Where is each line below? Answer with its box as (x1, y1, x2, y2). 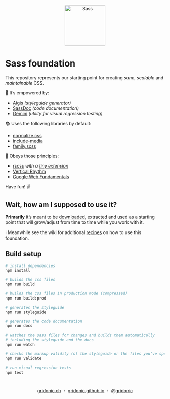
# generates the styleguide (5, 305, 65, 310)
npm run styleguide (5, 310, 47, 315)
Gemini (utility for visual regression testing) (12, 110, 103, 116)
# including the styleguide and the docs (5, 338, 94, 343)
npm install (5, 268, 30, 273)
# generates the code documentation (5, 319, 82, 324)
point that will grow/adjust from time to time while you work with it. (5, 219, 144, 225)
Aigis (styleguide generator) (12, 99, 71, 106)
